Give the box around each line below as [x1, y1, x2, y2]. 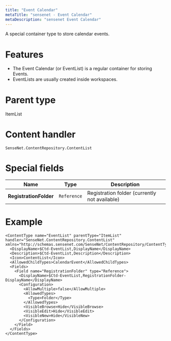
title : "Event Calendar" [5, 7, 58, 13]
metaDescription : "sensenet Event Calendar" [5, 17, 101, 22]
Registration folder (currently [87, 189, 156, 196]
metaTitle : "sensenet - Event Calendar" [5, 12, 93, 17]
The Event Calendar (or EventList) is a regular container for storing [12, 66, 153, 72]
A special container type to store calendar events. [5, 31, 110, 37]
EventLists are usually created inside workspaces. [12, 76, 118, 82]
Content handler [5, 129, 76, 140]
